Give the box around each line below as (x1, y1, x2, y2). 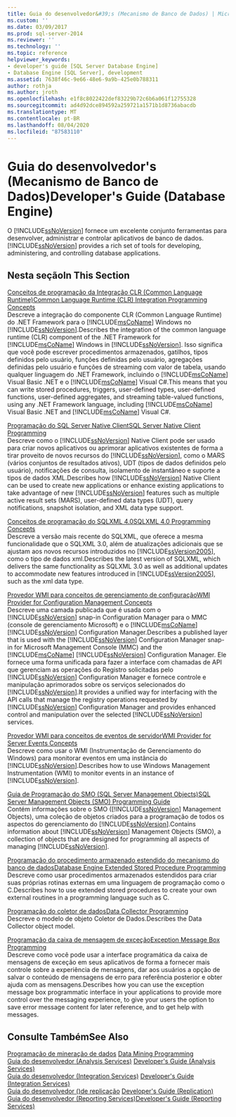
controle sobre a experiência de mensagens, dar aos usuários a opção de (7, 966, 221, 974)
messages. (7, 1011, 39, 1019)
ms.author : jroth (7, 89, 58, 96)
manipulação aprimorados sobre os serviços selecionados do (7, 681, 186, 689)
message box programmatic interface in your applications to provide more (7, 988, 222, 997)
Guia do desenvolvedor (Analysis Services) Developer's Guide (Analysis (7, 1056, 216, 1065)
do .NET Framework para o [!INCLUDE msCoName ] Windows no (7, 318, 192, 327)
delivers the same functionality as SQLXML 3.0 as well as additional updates (7, 562, 228, 571)
